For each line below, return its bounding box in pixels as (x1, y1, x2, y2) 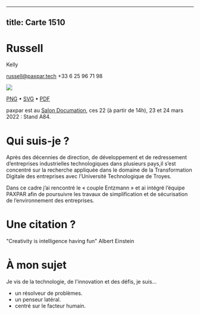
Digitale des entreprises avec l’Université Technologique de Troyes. (6, 173, 171, 180)
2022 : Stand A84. (6, 113, 51, 120)
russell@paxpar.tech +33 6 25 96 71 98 (6, 73, 103, 80)
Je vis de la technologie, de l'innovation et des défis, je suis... (6, 278, 157, 285)
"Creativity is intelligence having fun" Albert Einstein (6, 238, 135, 245)
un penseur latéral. (14, 296, 61, 303)
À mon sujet (6, 259, 67, 272)
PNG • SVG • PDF (6, 95, 51, 102)
